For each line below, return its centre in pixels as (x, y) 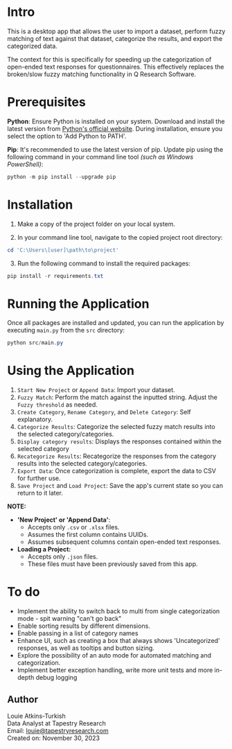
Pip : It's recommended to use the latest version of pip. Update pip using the (115, 149)
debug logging (56, 678)
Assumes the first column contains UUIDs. (88, 535)
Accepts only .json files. (63, 557)
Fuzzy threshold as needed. (57, 405)
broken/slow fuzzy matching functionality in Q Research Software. (102, 74)
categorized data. (32, 46)
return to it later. (40, 493)
